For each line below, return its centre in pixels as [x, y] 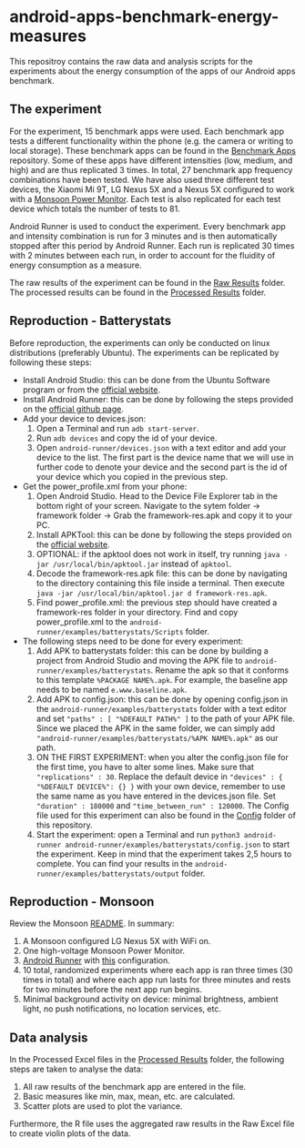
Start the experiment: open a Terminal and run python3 [138, 834]
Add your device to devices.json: [84, 418]
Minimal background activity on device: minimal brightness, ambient [151, 1000]
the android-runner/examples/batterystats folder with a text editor [162, 708]
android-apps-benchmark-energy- [144, 17]
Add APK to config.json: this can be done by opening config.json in [162, 699]
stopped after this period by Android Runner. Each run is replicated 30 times [152, 245]
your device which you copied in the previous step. [132, 476]
